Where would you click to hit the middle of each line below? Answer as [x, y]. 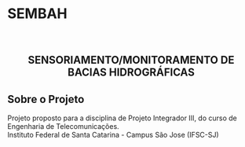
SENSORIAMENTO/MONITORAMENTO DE [131, 60]
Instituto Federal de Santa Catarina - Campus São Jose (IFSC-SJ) [113, 135]
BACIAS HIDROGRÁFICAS [131, 73]
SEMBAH [37, 14]
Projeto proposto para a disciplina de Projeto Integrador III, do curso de [122, 118]
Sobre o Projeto [46, 99]
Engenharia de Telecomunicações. [63, 127]
